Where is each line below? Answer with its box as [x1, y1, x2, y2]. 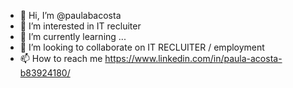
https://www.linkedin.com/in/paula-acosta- [104, 53, 283, 64]
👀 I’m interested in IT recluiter [19, 20, 142, 32]
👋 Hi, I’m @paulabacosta [19, 10, 122, 21]
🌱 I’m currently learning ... [19, 31, 127, 42]
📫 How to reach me [19, 53, 103, 64]
